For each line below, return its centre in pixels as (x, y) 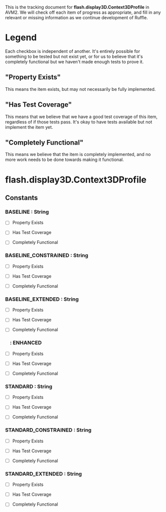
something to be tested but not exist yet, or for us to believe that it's (74, 56)
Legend (21, 38)
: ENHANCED (26, 343)
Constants (21, 198)
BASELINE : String (27, 212)
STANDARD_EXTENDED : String (44, 473)
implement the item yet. (29, 127)
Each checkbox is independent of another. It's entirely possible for (73, 51)
